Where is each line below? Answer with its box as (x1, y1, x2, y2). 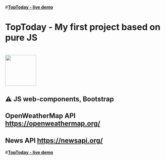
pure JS (5, 32, 38, 44)
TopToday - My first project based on (5, 22, 161, 33)
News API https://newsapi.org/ (5, 136, 103, 145)
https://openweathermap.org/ (5, 119, 101, 128)
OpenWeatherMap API (5, 111, 76, 120)
